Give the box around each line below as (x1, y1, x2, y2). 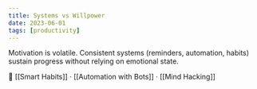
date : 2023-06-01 (8, 19, 66, 27)
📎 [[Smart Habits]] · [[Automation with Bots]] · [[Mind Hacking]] (8, 72, 215, 82)
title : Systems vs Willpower (8, 11, 105, 20)
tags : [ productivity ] (8, 26, 81, 34)
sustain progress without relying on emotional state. (8, 56, 180, 66)
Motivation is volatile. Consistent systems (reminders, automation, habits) (8, 48, 250, 58)
